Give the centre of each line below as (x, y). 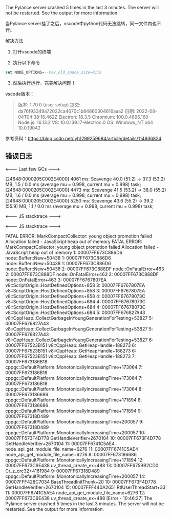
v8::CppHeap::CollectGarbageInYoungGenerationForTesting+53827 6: (79, 340)
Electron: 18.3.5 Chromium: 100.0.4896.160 (103, 117)
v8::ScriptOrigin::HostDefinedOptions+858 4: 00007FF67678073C (76, 296)
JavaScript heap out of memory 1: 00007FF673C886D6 (64, 252)
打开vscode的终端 (32, 52)
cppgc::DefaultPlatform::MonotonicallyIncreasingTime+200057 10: (76, 432)
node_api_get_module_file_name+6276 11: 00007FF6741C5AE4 (72, 449)
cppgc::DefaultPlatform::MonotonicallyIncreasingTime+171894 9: (74, 411)
